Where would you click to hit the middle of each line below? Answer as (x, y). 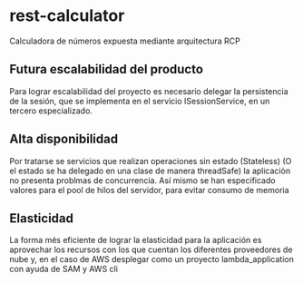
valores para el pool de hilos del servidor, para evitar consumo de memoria (149, 190)
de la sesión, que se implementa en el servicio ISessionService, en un (140, 101)
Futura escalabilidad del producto (107, 69)
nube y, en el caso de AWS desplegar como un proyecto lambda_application (152, 259)
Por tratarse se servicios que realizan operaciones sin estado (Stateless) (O (151, 161)
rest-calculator (67, 16)
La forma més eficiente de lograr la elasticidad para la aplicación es (136, 240)
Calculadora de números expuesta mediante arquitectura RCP (125, 41)
